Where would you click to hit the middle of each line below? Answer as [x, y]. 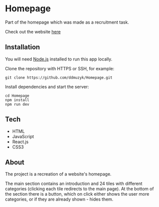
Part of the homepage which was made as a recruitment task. [67, 22]
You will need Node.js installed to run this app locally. [59, 59]
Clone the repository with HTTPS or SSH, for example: [60, 68]
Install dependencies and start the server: [47, 87]
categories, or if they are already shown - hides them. [59, 199]
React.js [20, 142]
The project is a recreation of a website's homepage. [58, 174]
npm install [17, 100]
